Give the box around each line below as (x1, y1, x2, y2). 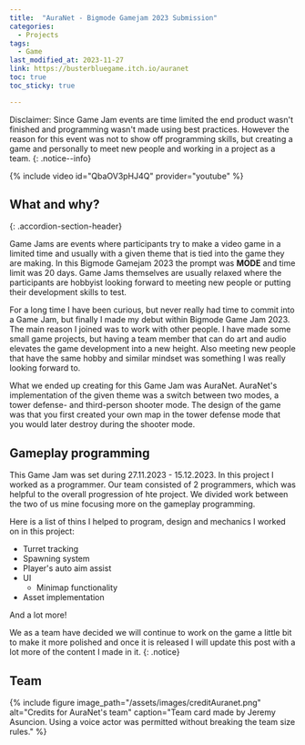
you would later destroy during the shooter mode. (9, 419, 196, 430)
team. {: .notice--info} (9, 152, 92, 164)
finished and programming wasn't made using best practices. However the (9, 124, 290, 135)
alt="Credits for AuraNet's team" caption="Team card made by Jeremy (9, 707, 276, 718)
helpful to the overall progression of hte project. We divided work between (9, 489, 289, 500)
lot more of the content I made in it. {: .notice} (9, 647, 180, 658)
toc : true (9, 73, 47, 82)
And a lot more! (9, 609, 67, 620)
